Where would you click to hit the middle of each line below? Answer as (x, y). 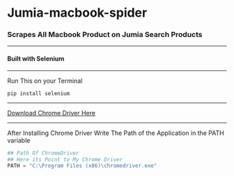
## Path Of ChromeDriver (43, 153)
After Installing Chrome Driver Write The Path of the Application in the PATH (116, 133)
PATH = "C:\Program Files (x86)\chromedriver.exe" (82, 166)
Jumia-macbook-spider (77, 13)
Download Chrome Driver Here (52, 113)
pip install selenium (39, 93)
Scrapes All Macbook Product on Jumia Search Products (105, 35)
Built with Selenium (36, 59)
